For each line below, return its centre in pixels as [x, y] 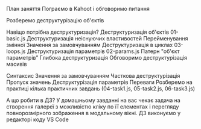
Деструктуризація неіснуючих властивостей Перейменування [107, 38]
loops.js [16, 51]
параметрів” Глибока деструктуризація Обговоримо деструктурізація [97, 58]
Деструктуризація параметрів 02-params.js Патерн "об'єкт [103, 51]
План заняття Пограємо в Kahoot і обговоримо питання [78, 9]
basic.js [16, 38]
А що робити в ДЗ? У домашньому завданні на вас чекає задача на [94, 100]
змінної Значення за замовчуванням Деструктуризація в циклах [90, 45]
